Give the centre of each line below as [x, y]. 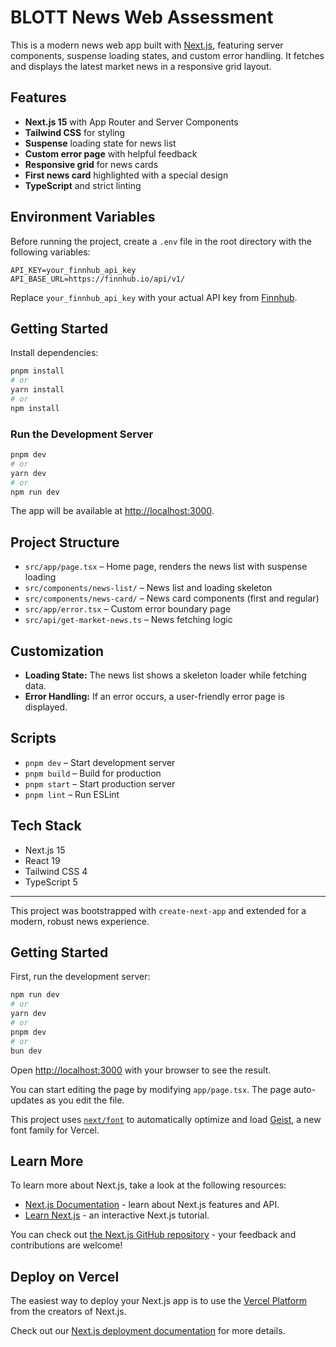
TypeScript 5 [51, 882]
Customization [57, 651]
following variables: [50, 252]
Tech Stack [46, 826]
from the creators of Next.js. [68, 1312]
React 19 [42, 860]
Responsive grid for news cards [91, 164]
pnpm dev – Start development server [100, 762]
